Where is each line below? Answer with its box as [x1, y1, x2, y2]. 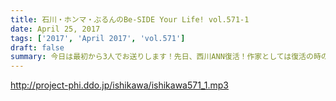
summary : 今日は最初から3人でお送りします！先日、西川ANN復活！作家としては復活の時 [10, 52, 322, 62]
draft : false [10, 42, 65, 53]
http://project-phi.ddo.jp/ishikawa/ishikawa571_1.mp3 [10, 79, 229, 91]
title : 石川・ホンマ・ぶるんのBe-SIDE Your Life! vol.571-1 [10, 14, 250, 25]
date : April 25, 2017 [10, 24, 101, 34]
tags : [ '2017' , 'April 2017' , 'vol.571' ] [10, 33, 186, 43]
